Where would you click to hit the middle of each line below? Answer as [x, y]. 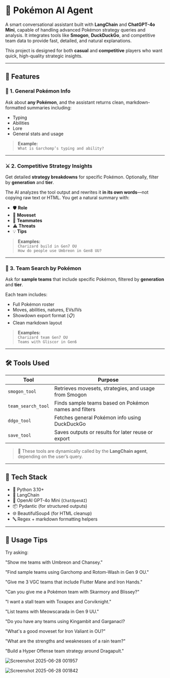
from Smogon [70, 395]
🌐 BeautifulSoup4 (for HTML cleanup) [52, 513]
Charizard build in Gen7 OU [47, 246]
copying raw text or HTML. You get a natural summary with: [68, 197]
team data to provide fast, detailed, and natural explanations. [69, 41]
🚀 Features [23, 76]
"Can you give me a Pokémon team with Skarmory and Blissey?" [72, 592]
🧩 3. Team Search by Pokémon [43, 268]
